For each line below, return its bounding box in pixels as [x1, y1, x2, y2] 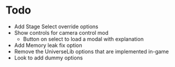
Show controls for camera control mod [14, 29, 109, 36]
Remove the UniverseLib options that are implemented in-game [14, 48, 170, 55]
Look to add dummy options [14, 54, 83, 61]
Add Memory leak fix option [14, 42, 82, 49]
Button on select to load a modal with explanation [23, 35, 144, 42]
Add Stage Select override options [14, 23, 98, 30]
